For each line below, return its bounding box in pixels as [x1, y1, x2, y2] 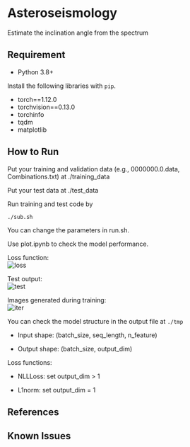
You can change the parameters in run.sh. [7, 225, 129, 234]
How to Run [7, 146, 59, 158]
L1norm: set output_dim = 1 [17, 385, 96, 394]
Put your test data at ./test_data [7, 186, 99, 194]
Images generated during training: [7, 295, 107, 304]
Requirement [7, 49, 66, 61]
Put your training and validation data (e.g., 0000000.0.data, [7, 164, 180, 173]
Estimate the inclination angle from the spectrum [7, 28, 149, 37]
